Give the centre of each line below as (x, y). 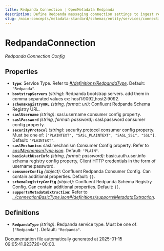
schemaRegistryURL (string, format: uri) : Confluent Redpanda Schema (81, 104)
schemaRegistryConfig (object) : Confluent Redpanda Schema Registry (82, 182)
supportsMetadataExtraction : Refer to (50, 192)
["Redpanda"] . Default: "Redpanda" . (47, 229)
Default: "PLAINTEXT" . (33, 140)
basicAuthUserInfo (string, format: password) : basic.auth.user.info (79, 156)
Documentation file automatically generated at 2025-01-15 (64, 239)
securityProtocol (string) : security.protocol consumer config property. (83, 130)
